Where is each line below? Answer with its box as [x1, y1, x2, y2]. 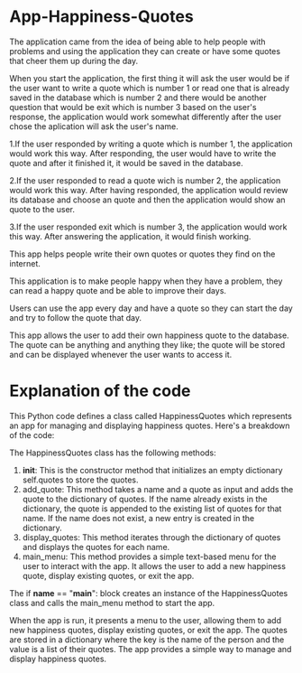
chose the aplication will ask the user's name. [9, 120, 178, 132]
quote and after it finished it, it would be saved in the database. [9, 157, 243, 168]
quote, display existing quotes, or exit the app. [22, 570, 195, 581]
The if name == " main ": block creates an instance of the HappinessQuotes [9, 587, 288, 598]
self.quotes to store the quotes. [22, 474, 139, 485]
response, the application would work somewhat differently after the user [9, 111, 282, 122]
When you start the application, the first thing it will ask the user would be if [9, 72, 290, 83]
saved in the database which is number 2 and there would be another [9, 92, 268, 103]
